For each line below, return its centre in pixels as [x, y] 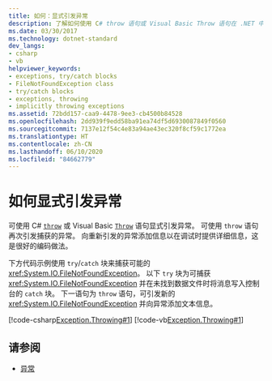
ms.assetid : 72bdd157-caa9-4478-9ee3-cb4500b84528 [96, 114]
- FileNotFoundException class [61, 83]
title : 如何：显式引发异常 [49, 16]
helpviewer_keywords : [45, 69]
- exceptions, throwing [49, 99]
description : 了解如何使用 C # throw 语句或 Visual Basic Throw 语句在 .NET [132, 24]
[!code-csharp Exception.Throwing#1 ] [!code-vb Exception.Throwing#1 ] [126, 320]
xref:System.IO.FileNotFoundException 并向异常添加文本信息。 [113, 304]
